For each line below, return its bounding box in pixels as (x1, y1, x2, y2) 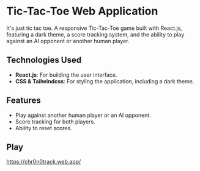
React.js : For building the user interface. (15, 71, 117, 79)
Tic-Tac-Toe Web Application (6, 4, 158, 18)
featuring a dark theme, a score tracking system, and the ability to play (6, 30, 185, 38)
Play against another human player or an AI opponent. (15, 111, 151, 119)
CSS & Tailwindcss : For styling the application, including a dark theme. (15, 77, 194, 85)
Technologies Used (6, 55, 81, 65)
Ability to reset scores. (15, 124, 72, 131)
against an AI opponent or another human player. (6, 37, 130, 44)
